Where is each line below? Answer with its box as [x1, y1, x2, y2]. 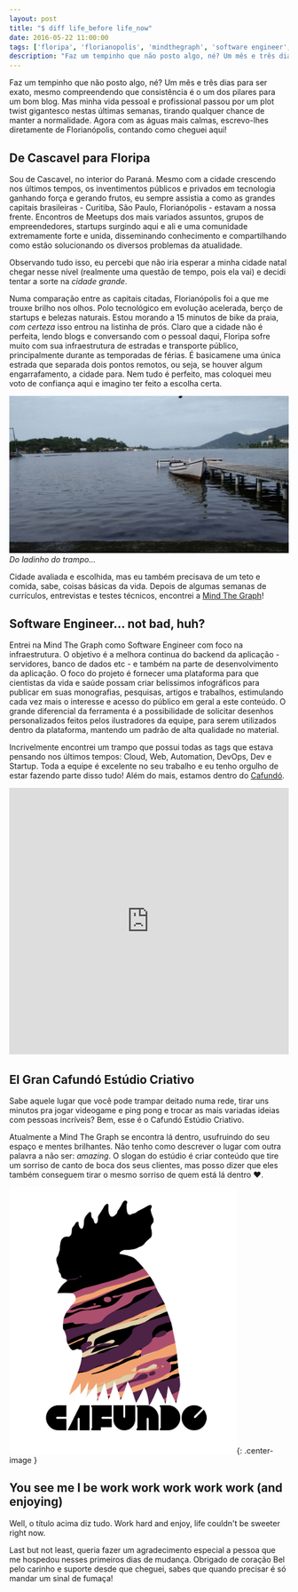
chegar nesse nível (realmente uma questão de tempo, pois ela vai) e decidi [9, 267, 286, 277]
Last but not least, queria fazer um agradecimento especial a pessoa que [9, 1544, 277, 1555]
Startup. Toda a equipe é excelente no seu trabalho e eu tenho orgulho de [9, 760, 279, 772]
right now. [9, 1527, 46, 1538]
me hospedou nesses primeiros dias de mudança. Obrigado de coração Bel [9, 1554, 286, 1564]
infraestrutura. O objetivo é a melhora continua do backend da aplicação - [9, 649, 280, 660]
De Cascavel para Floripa [9, 150, 151, 165]
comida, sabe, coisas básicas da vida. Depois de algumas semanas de [9, 581, 267, 592]
